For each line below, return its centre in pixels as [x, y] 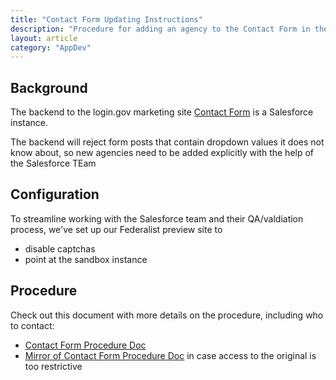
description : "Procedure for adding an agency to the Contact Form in [160, 29]
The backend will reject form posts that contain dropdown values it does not [167, 142]
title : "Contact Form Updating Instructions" [106, 19]
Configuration [55, 194]
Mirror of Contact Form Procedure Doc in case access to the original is [170, 355]
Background [49, 87]
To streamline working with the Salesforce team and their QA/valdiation [157, 218]
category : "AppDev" [51, 47]
